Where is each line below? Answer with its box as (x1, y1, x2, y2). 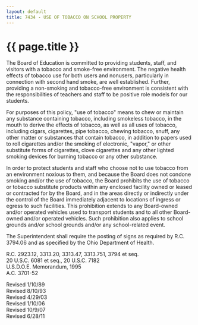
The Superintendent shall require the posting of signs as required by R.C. (6, 233, 185, 240)
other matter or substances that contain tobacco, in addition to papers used (6, 134, 192, 141)
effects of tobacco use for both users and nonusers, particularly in (6, 72, 169, 79)
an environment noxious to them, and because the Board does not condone (6, 171, 191, 178)
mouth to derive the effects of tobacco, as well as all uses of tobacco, (6, 121, 177, 128)
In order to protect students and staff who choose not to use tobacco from (6, 165, 188, 172)
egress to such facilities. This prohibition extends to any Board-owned (6, 203, 178, 210)
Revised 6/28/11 (6, 313, 45, 320)
